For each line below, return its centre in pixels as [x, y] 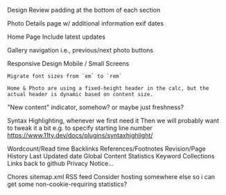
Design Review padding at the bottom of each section [84, 10]
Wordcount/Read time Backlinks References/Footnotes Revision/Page [106, 149]
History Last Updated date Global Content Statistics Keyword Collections [111, 156]
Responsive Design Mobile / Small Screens [68, 64]
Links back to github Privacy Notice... [61, 163]
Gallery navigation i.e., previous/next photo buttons [80, 50]
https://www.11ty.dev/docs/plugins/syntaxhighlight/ [80, 135]
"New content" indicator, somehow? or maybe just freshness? [96, 107]
